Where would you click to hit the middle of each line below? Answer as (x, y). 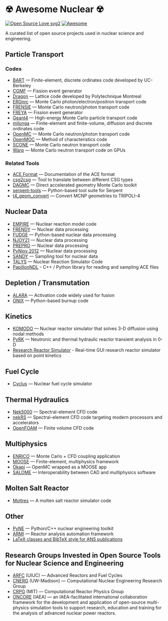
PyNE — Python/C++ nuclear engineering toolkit (63, 529)
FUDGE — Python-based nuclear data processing (64, 235)
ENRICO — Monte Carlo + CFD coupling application (66, 456)
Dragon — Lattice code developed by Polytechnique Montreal (77, 96)
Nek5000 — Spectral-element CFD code (55, 412)
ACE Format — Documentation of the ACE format (64, 174)
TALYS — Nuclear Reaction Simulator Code (57, 262)
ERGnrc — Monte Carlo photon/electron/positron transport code (79, 101)
